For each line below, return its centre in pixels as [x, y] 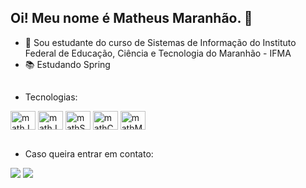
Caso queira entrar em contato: [89, 153]
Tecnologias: [51, 97]
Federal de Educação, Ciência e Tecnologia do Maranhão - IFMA [158, 53]
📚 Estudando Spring [67, 64]
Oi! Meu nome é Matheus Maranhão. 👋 [131, 18]
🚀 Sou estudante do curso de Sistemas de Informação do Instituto [160, 42]
